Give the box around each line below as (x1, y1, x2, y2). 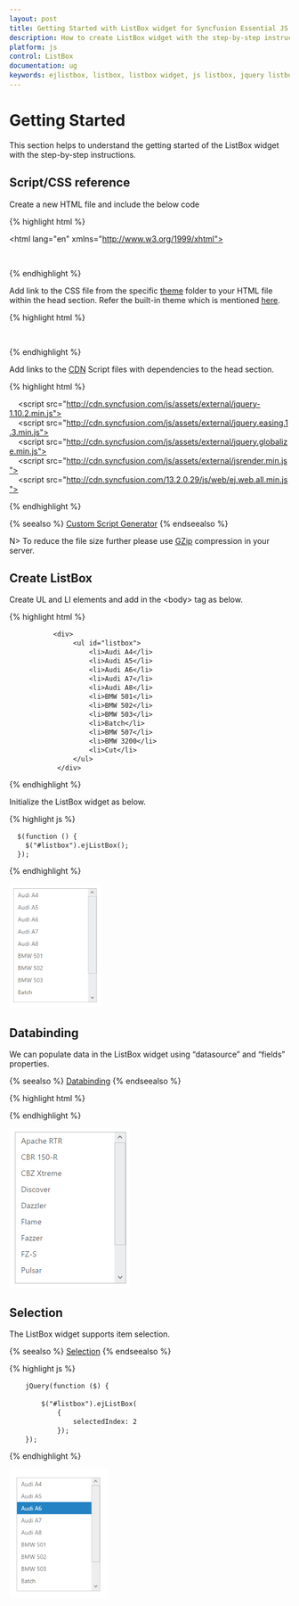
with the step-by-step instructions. (9, 149, 136, 160)
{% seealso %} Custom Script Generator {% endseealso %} (9, 518, 229, 529)
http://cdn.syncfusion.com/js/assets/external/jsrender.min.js (66, 455, 287, 465)
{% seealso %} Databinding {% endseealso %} (9, 1075, 182, 1087)
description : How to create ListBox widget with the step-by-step (9, 33, 261, 42)
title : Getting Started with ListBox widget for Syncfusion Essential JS (9, 23, 289, 33)
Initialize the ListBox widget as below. (9, 796, 147, 807)
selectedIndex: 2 (72, 1418, 138, 1427)
